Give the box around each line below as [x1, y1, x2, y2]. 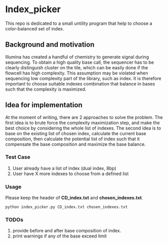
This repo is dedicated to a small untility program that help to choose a [5, 20, 153, 26]
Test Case [5, 153, 30, 160]
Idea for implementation [5, 101, 82, 109]
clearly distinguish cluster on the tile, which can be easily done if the [5, 64, 148, 70]
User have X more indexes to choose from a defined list [12, 171, 129, 177]
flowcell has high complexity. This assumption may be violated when [5, 70, 148, 76]
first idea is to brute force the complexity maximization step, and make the [5, 119, 160, 126]
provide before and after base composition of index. [12, 228, 121, 234]
